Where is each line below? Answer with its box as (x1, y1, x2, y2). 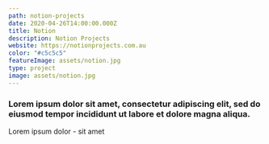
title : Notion (8, 27, 57, 35)
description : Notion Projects (8, 34, 111, 43)
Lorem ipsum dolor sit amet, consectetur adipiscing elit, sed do (8, 98, 261, 109)
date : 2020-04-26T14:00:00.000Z (8, 19, 117, 27)
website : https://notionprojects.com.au (8, 42, 147, 50)
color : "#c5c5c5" (8, 49, 67, 57)
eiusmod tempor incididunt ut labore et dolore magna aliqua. (8, 108, 250, 119)
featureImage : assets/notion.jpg (8, 57, 121, 65)
